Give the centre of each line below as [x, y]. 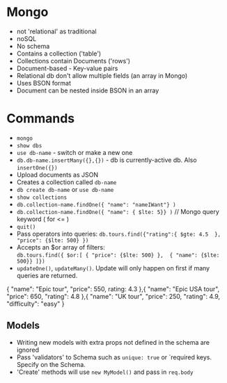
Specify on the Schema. [51, 364]
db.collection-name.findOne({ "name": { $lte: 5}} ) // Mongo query [118, 211]
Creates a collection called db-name [66, 182]
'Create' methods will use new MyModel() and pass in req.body [105, 372]
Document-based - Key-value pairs [67, 68]
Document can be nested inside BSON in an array [88, 90]
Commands [41, 119]
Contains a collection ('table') [59, 54]
